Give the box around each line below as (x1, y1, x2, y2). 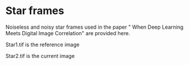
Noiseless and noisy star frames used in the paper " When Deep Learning (5, 23, 184, 30)
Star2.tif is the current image (5, 52, 75, 59)
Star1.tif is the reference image (5, 41, 80, 48)
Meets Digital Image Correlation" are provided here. (5, 29, 130, 36)
